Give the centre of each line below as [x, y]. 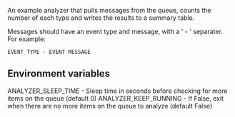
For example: [27, 39]
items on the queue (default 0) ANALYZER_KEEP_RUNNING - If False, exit [115, 98]
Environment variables [59, 74]
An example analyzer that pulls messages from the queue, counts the [110, 10]
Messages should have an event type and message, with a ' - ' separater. [115, 32]
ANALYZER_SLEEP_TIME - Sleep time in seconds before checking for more [117, 91]
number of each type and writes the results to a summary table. [101, 18]
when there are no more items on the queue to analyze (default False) [110, 106]
